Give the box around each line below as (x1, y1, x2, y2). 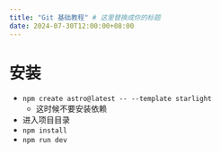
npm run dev (22, 136, 67, 145)
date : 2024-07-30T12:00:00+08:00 (9, 21, 135, 30)
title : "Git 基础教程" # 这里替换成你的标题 (9, 13, 162, 22)
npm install (22, 126, 67, 135)
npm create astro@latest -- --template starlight (22, 95, 213, 104)
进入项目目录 (22, 115, 70, 125)
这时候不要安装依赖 (35, 104, 108, 115)
